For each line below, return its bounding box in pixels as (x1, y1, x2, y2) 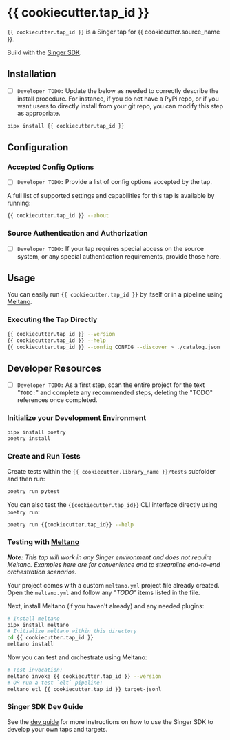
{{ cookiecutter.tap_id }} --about (7, 212, 109, 219)
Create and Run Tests (7, 452, 81, 461)
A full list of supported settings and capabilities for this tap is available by (7, 192, 215, 200)
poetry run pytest (7, 488, 60, 494)
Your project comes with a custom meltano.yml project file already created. (7, 581, 220, 589)
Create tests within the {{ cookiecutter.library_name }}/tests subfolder (7, 467, 216, 475)
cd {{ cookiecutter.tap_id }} (7, 634, 94, 641)
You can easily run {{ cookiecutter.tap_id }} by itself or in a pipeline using (7, 290, 223, 299)
